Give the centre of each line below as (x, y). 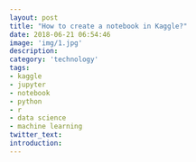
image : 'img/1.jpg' (46, 43)
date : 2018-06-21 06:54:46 (60, 34)
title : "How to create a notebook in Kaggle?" (98, 26)
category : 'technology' (54, 59)
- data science (38, 118)
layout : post (34, 18)
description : (34, 51)
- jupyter (28, 85)
